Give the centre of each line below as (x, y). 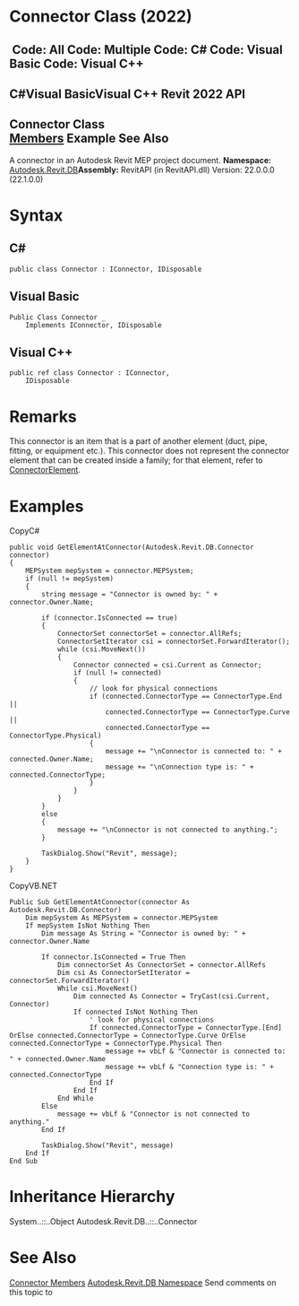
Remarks (43, 417)
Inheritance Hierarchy (92, 1197)
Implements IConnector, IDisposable (94, 325)
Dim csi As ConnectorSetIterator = (124, 973)
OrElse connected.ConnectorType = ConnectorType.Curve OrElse (128, 1036)
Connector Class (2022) (101, 17)
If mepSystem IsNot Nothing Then (88, 926)
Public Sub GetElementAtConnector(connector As (100, 902)
